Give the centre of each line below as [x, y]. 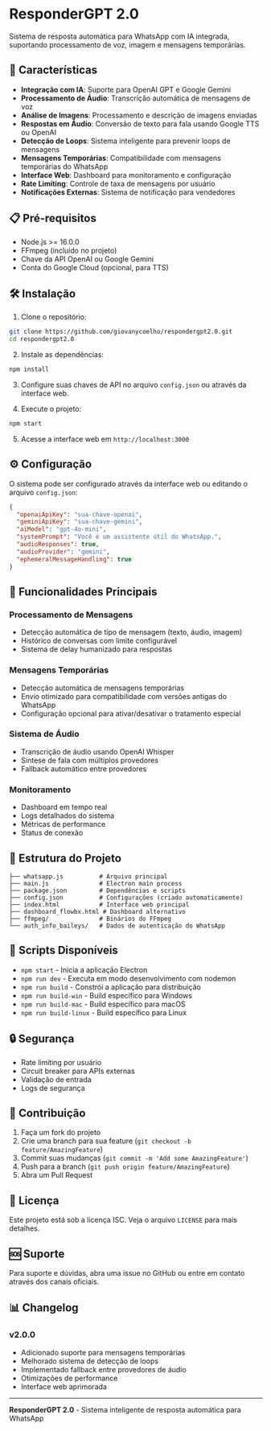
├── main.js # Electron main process [96, 883]
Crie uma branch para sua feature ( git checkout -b [106, 1141]
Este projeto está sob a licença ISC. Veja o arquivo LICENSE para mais [123, 1220]
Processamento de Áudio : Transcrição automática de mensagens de [135, 98]
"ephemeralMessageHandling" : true [74, 559]
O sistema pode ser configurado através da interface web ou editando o [129, 483]
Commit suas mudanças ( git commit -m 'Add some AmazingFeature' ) [134, 1158]
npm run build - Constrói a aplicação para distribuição [111, 987]
